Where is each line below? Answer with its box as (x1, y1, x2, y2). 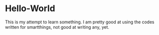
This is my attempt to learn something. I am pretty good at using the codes (5, 19, 155, 25)
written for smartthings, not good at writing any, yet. (5, 24, 109, 30)
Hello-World (5, 3, 55, 14)
